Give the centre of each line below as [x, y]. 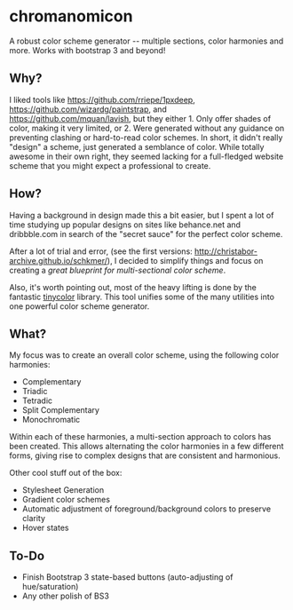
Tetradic [37, 400]
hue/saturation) [50, 587]
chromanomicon [71, 16]
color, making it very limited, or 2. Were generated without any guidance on [147, 128]
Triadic [35, 392]
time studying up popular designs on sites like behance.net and [125, 225]
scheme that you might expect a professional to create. [110, 165]
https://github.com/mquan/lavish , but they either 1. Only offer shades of [140, 118]
